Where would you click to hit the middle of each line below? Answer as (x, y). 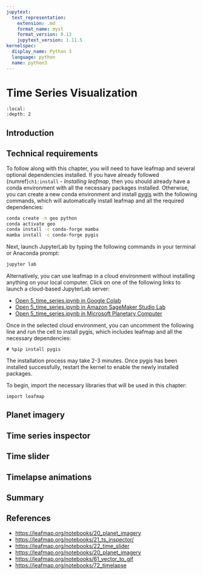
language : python (34, 57)
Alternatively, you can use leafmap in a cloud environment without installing (101, 276)
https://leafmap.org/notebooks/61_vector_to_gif (74, 559)
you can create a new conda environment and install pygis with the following (102, 194)
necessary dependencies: (39, 339)
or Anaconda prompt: (33, 253)
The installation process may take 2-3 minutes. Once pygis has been (92, 361)
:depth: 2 (19, 114)
